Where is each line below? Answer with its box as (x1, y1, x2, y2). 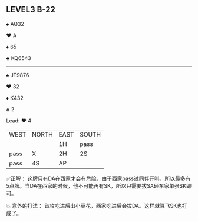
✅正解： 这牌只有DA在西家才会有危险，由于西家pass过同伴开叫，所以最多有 (6, 175, 191, 182)
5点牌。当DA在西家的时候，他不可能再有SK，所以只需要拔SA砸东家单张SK (6, 182, 187, 189)
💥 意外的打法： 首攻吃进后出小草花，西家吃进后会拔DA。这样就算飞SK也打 (6, 202, 187, 209)
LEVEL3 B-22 (6, 5, 56, 15)
